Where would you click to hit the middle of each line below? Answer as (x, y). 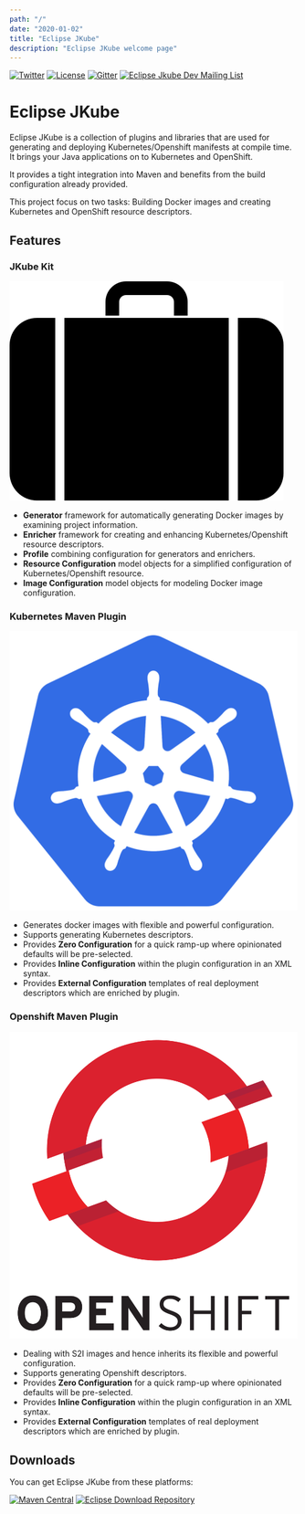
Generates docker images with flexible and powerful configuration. (148, 925)
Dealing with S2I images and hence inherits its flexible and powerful (150, 1354)
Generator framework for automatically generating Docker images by (153, 515)
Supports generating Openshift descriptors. (105, 1373)
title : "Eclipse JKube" (55, 38)
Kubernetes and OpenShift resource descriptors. (101, 212)
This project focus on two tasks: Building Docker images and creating (140, 202)
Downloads (42, 1460)
